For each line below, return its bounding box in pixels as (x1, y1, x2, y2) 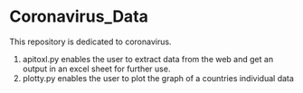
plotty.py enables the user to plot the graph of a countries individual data (22, 72, 294, 83)
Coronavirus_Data (9, 6, 149, 27)
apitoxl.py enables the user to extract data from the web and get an (22, 53, 274, 64)
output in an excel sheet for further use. (22, 63, 171, 74)
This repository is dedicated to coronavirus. (9, 36, 172, 47)
